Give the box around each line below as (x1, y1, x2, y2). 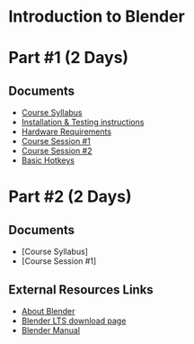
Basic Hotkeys (21, 155, 75, 166)
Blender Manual (21, 325, 81, 335)
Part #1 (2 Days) (8, 48, 129, 68)
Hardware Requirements (21, 126, 112, 137)
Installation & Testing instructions (21, 117, 145, 128)
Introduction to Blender (8, 6, 185, 27)
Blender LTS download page (21, 315, 127, 326)
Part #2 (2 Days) (8, 186, 132, 207)
